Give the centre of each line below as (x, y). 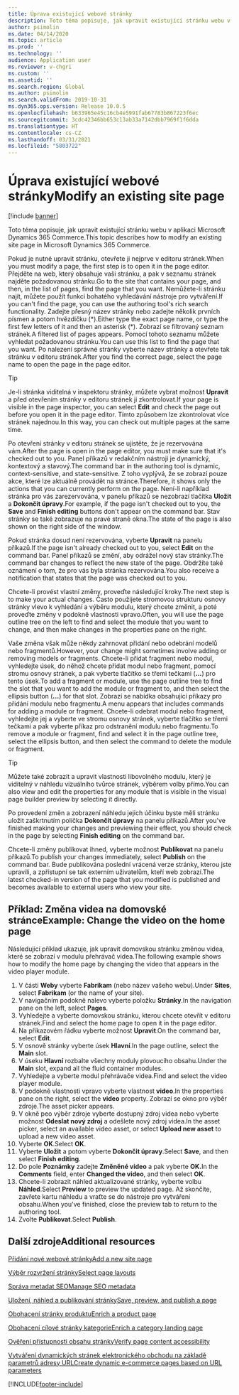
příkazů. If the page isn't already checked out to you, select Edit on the (111, 548)
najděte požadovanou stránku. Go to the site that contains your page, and (115, 281)
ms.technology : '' (35, 54)
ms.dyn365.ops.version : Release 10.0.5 (67, 107)
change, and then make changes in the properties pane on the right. (108, 630)
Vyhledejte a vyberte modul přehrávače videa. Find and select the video (123, 1076)
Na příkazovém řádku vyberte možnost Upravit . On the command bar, (119, 1030)
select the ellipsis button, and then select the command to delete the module (120, 742)
